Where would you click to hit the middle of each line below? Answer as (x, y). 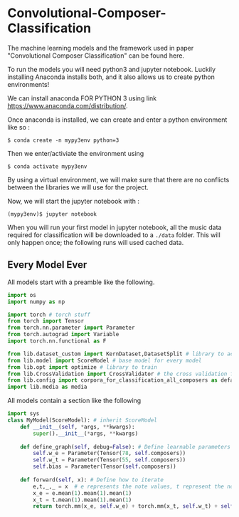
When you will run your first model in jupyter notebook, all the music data (115, 227)
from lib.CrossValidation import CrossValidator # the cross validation (117, 374)
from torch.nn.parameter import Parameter (71, 328)
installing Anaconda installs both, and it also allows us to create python (111, 77)
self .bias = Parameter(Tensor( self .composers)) (105, 467)
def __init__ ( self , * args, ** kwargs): (78, 427)
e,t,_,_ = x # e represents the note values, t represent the (128, 486)
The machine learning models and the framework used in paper (101, 48)
